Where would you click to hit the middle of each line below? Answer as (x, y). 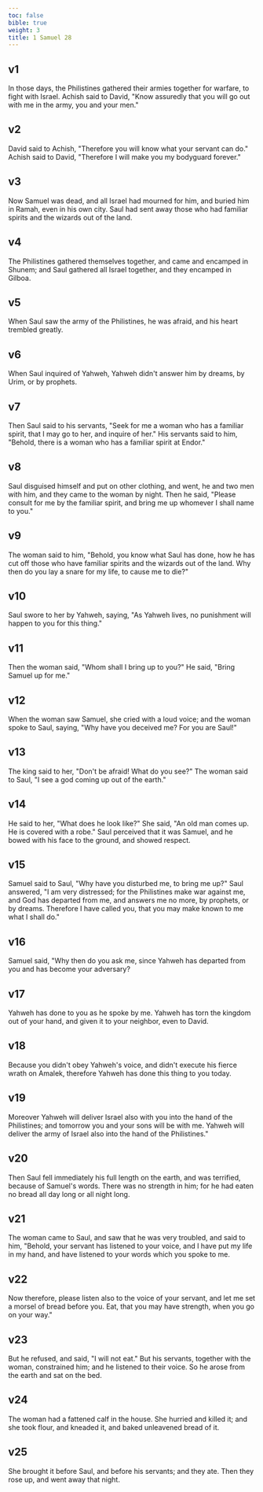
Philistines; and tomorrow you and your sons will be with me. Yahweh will (126, 1125)
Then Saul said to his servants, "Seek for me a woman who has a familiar (126, 425)
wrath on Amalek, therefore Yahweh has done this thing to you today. (120, 1073)
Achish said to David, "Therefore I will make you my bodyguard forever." (124, 157)
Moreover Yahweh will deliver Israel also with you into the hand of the (121, 1117)
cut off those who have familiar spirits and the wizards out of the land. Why (130, 563)
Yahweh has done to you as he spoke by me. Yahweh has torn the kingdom (130, 1013)
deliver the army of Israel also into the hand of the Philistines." (108, 1133)
